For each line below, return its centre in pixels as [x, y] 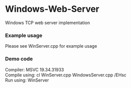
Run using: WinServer [27, 80]
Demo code [19, 59]
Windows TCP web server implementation [48, 23]
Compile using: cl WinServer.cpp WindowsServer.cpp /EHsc [66, 75]
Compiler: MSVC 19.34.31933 [35, 69]
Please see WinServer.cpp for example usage [51, 46]
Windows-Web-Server [52, 9]
